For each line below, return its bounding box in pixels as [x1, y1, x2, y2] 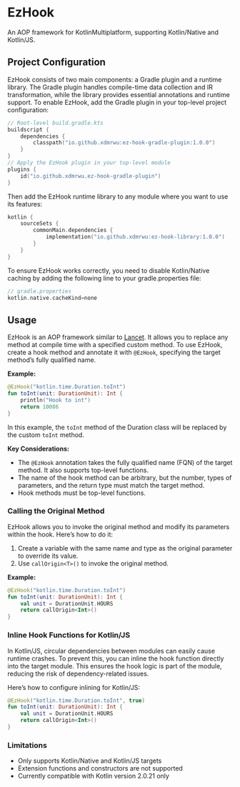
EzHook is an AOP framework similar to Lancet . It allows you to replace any [7, 333, 229, 341]
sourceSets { [20, 220, 59, 227]
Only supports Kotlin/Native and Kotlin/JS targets [17, 756, 162, 765]
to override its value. [17, 551, 79, 560]
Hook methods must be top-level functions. [17, 488, 146, 497]
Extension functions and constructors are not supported [17, 764, 184, 773]
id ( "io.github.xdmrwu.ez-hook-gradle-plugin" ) [20, 172, 161, 179]
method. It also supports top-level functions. [17, 466, 149, 474]
